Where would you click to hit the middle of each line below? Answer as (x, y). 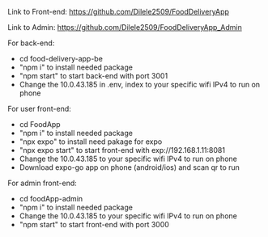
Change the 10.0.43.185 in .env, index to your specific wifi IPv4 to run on (140, 85)
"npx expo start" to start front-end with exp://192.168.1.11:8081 (122, 150)
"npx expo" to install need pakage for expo (91, 142)
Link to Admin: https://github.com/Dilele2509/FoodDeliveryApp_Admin (125, 27)
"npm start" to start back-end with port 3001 (94, 76)
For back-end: (31, 43)
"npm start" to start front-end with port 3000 (94, 224)
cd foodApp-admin (51, 199)
